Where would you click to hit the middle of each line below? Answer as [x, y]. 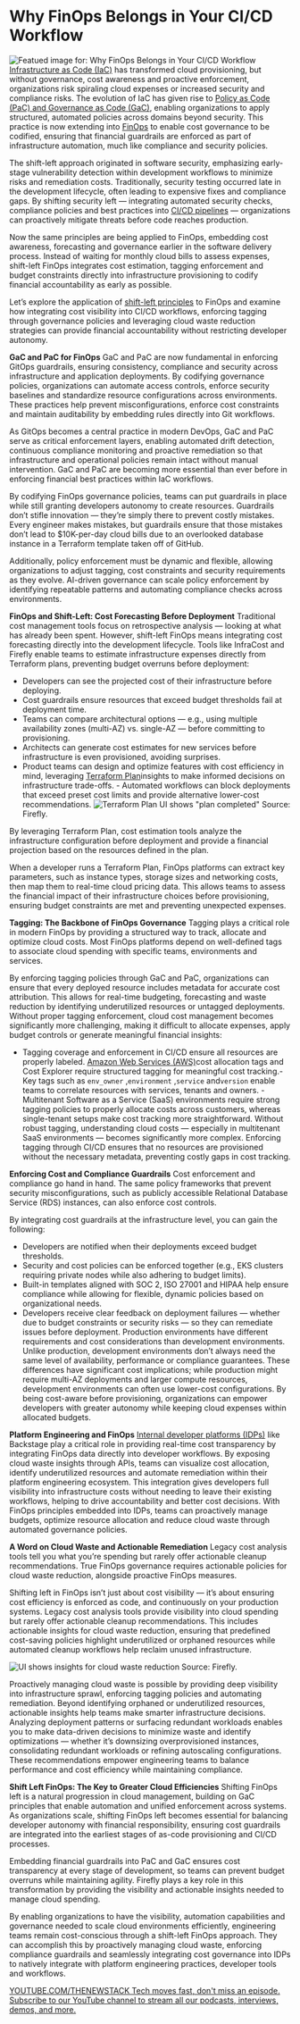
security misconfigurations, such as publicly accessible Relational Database [149, 1192]
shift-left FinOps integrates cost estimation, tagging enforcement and [136, 265]
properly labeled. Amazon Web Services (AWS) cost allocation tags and [153, 1061]
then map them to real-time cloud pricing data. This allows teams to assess [147, 886]
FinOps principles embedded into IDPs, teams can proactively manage [138, 1510]
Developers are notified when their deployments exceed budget [139, 1246]
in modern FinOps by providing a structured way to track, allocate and [138, 932]
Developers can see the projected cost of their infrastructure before [147, 681]
